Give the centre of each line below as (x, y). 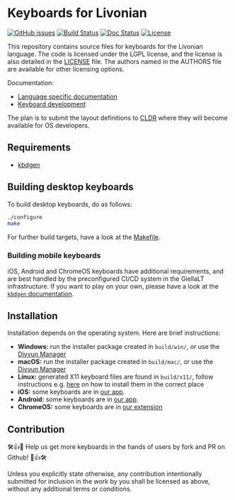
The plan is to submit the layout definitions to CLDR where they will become (117, 118)
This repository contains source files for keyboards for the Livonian (105, 46)
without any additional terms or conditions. (70, 489)
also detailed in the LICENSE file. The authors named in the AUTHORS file (114, 61)
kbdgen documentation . (41, 294)
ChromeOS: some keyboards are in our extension (90, 407)
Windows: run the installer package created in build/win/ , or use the (119, 347)
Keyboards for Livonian (77, 13)
